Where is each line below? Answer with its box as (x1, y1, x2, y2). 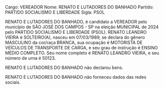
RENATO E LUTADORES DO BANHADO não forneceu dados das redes (5, 74, 146, 80)
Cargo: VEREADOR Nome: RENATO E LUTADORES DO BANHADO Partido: (5, 4, 154, 10)
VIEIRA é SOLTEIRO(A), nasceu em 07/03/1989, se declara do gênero (5, 34, 145, 40)
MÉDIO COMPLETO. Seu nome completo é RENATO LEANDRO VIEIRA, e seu (5, 50, 160, 56)
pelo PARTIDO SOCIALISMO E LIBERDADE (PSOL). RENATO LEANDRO (5, 29, 147, 35)
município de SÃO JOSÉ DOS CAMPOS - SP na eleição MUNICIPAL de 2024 (5, 24, 159, 30)
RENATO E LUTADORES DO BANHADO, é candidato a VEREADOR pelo (5, 19, 147, 24)
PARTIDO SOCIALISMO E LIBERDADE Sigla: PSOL (5, 9, 105, 15)
